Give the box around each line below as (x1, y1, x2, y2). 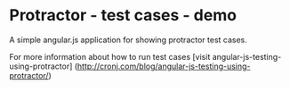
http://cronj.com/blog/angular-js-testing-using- (77, 61, 251, 71)
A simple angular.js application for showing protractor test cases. (9, 34, 247, 45)
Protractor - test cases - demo (9, 5, 238, 26)
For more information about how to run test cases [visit (9, 51, 211, 62)
